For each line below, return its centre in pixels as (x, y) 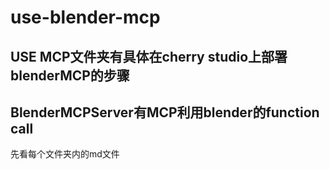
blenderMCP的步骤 (70, 75)
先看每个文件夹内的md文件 (65, 154)
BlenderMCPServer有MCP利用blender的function (165, 112)
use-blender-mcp (85, 17)
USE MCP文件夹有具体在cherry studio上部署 (149, 56)
